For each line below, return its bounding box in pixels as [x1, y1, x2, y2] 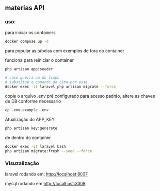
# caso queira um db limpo [5, 75, 60, 80]
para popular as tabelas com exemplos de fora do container [5, 48, 125, 53]
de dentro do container [5, 135, 51, 140]
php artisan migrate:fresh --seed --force [5, 148, 92, 154]
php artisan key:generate [5, 126, 57, 131]
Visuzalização [5, 160, 39, 167]
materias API [5, 4, 45, 12]
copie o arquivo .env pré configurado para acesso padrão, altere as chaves [5, 93, 155, 99]
